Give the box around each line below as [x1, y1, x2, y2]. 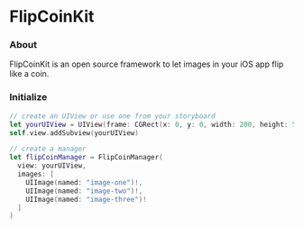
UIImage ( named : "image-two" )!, [25, 187, 143, 196]
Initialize [9, 91, 48, 104]
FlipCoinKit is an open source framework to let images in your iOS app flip [9, 59, 284, 69]
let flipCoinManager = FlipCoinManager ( [9, 153, 164, 162]
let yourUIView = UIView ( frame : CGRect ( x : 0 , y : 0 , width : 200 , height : [9, 120, 289, 129]
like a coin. [9, 68, 50, 79]
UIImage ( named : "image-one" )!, [25, 178, 143, 187]
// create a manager [9, 144, 87, 154]
